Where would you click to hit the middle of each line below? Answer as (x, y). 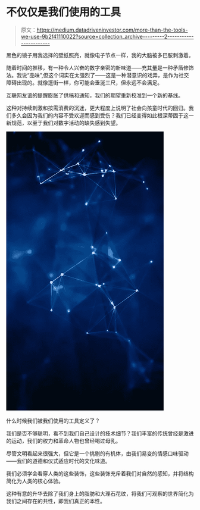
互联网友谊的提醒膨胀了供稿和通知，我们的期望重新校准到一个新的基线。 (95, 95)
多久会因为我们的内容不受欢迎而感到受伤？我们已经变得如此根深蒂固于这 (100, 115)
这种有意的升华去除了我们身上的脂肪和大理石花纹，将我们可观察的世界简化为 (100, 493)
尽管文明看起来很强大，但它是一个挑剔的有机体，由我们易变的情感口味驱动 (97, 453)
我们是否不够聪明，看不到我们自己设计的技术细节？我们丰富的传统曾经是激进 (100, 433)
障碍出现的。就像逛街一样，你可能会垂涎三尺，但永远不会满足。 (84, 82)
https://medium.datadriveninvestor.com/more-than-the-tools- (112, 30)
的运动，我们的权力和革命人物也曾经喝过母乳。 (63, 440)
